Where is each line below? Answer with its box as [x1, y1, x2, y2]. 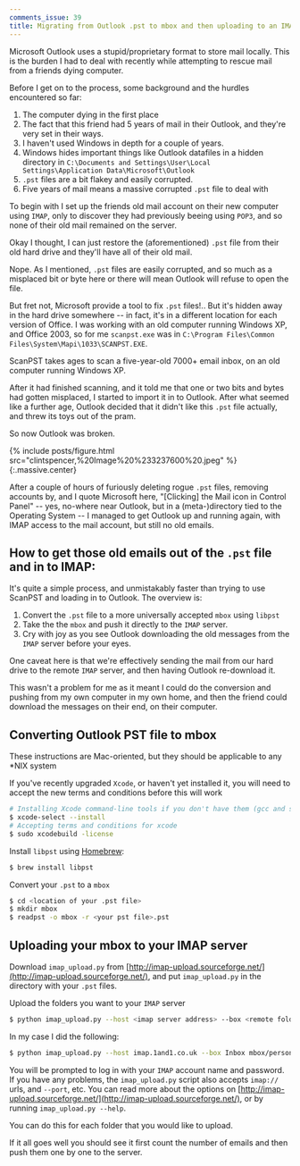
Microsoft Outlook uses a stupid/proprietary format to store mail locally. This [9, 46, 290, 56]
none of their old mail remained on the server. [9, 220, 177, 231]
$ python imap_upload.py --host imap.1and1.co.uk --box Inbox [9, 1048, 246, 1057]
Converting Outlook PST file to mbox [9, 727, 217, 742]
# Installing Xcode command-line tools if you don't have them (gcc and [9, 805, 286, 814]
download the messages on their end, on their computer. [9, 701, 218, 712]
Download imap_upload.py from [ [9, 961, 129, 972]
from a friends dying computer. [9, 64, 124, 76]
